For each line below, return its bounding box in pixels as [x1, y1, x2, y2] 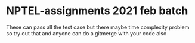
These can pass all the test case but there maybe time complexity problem [6, 24, 190, 31]
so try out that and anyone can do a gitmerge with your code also [6, 29, 167, 37]
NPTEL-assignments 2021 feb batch [6, 4, 188, 18]
